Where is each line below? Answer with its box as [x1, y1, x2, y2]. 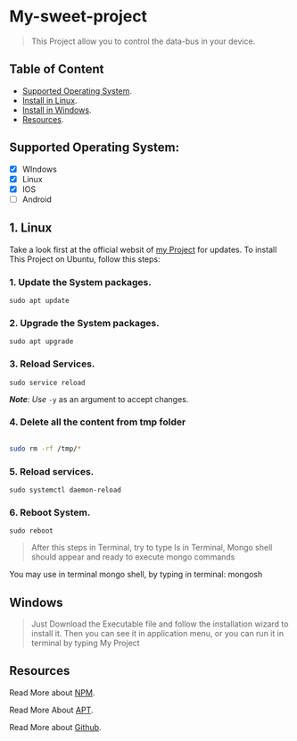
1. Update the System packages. [9, 275, 152, 288]
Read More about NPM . [9, 686, 95, 698]
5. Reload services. [9, 465, 95, 477]
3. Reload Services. [9, 358, 95, 370]
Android [21, 194, 52, 205]
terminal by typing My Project [30, 637, 140, 649]
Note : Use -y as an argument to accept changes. [9, 393, 189, 404]
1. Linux [9, 221, 53, 236]
